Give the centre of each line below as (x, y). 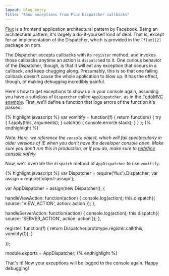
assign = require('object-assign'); (40, 178)
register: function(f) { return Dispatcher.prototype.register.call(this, (74, 228)
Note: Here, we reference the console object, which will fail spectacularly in (84, 137)
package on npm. (23, 45)
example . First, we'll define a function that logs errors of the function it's (80, 102)
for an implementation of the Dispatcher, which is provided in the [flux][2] (83, 40)
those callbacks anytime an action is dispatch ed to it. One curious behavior (83, 60)
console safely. (21, 154)
